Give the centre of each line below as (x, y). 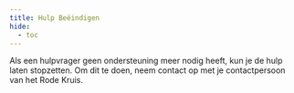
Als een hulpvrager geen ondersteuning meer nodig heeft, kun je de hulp (146, 61)
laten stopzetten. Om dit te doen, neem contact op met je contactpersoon (147, 70)
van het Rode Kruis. (47, 80)
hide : (20, 26)
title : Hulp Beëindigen (55, 18)
